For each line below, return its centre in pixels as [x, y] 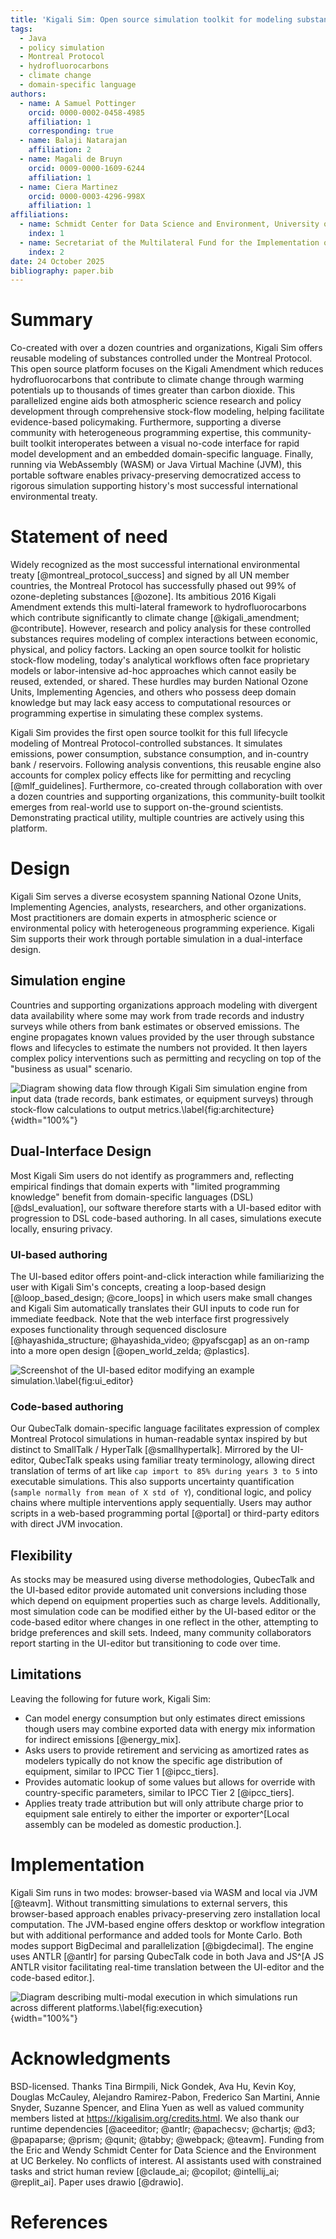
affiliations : [40, 215]
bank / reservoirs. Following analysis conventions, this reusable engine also [166, 765]
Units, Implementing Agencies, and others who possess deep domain [153, 692]
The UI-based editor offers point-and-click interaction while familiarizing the [167, 1276]
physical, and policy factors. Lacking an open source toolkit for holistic [156, 650]
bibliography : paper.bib [62, 271]
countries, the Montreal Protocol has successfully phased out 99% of [153, 586]
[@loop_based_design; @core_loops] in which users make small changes [161, 1297]
